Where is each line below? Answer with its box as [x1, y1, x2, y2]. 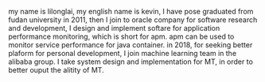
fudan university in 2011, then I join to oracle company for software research [8, 15, 258, 24]
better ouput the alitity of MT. [8, 65, 105, 74]
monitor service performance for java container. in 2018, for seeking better [8, 40, 253, 50]
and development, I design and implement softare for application [8, 24, 220, 32]
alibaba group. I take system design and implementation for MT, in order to [8, 57, 253, 66]
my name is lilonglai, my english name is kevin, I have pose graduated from [8, 7, 254, 16]
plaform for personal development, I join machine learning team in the [8, 49, 237, 58]
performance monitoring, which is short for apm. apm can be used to [8, 32, 235, 41]
